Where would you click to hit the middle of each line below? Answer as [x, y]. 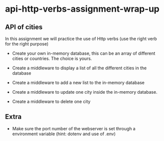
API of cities [24, 27]
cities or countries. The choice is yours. [52, 59]
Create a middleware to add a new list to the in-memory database [78, 82]
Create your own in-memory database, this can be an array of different [84, 53]
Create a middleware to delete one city [51, 101]
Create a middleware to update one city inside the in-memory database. [85, 92]
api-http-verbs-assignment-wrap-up [82, 9]
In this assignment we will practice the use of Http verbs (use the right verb [81, 39]
